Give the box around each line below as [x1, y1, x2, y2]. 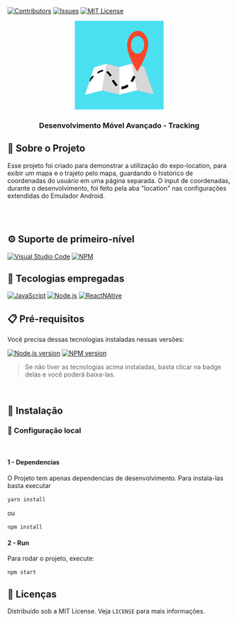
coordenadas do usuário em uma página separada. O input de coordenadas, [7, 176, 231, 184]
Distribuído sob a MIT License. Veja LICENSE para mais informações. [7, 606, 206, 615]
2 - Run [7, 538, 30, 547]
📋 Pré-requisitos [7, 313, 85, 325]
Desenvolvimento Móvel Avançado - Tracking [38, 121, 200, 130]
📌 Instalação [7, 404, 63, 416]
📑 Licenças [7, 588, 57, 600]
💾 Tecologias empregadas [7, 272, 125, 284]
